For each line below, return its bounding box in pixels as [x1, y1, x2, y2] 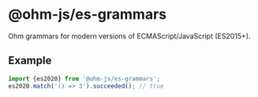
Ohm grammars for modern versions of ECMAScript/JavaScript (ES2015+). [8, 31, 251, 41]
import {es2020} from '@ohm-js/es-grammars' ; [8, 74, 160, 83]
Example [8, 54, 52, 67]
